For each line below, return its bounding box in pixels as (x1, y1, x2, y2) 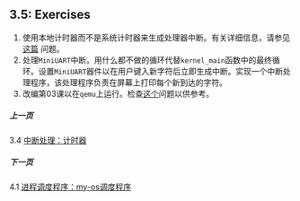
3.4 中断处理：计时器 (9, 135, 87, 145)
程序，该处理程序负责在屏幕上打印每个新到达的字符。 (30, 76, 227, 88)
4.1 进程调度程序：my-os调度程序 (9, 181, 132, 192)
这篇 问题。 (22, 43, 65, 54)
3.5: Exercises (9, 7, 92, 22)
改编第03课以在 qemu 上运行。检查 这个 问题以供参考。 (22, 88, 214, 99)
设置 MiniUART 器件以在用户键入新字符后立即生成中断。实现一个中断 (38, 66, 284, 76)
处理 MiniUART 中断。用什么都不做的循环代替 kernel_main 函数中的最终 (22, 54, 272, 66)
